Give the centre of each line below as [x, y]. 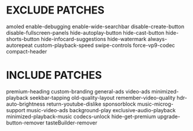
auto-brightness [26, 104]
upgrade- [169, 116]
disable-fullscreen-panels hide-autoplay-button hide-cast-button [85, 32]
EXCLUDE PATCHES [55, 10]
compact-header [27, 51]
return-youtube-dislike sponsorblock [91, 104]
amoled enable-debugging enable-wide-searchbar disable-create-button [95, 26]
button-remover [25, 122]
